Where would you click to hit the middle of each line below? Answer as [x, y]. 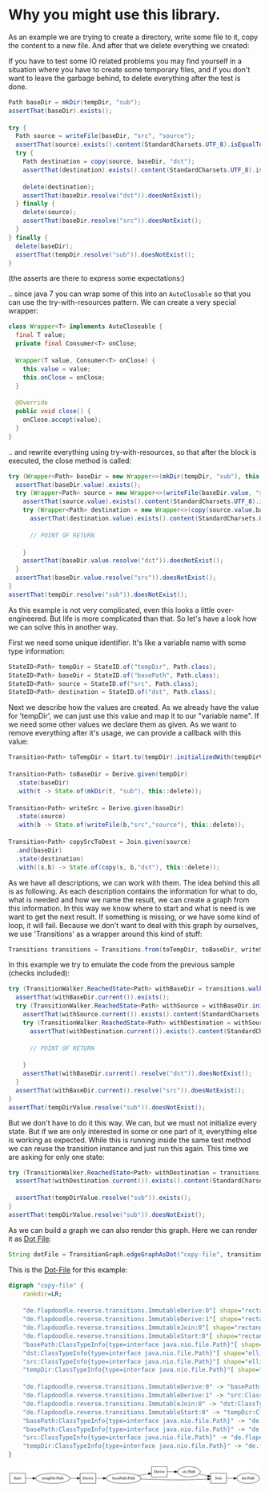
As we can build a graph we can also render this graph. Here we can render [133, 1230]
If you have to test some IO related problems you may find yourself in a [125, 61]
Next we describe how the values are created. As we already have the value [133, 707]
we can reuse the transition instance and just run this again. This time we [128, 1148]
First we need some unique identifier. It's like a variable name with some [127, 643]
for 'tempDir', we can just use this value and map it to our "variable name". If [134, 716]
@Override [32, 403]
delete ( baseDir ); [44, 246]
